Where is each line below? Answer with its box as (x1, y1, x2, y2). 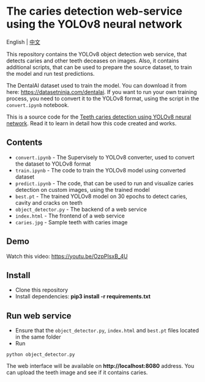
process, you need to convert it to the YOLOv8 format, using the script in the (6, 95, 199, 102)
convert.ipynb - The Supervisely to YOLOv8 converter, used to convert (15, 153, 195, 161)
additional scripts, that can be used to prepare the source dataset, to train (6, 63, 192, 71)
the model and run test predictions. (6, 70, 95, 77)
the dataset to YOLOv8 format (15, 160, 91, 167)
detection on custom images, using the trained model (15, 186, 150, 193)
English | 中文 (6, 38, 41, 45)
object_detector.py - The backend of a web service (15, 205, 147, 213)
